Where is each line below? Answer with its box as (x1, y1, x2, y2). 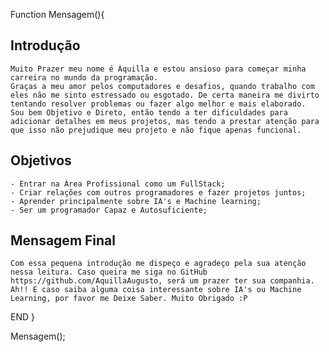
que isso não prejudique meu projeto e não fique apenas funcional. (10, 125, 302, 135)
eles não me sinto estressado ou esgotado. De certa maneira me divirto (10, 90, 320, 100)
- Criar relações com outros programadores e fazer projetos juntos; (10, 187, 307, 198)
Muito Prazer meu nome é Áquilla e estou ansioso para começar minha (10, 64, 307, 74)
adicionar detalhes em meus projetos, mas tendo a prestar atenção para (10, 116, 320, 126)
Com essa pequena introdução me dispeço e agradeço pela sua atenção (10, 259, 307, 269)
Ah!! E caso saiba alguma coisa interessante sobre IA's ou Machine (10, 285, 302, 295)
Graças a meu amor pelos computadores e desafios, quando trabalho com (10, 81, 315, 91)
